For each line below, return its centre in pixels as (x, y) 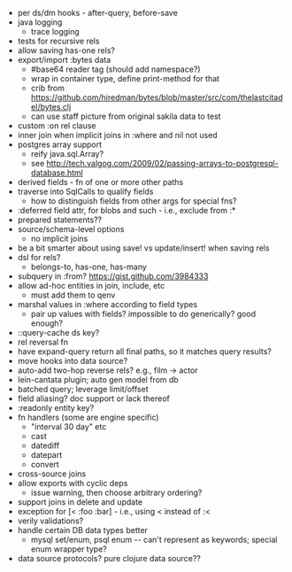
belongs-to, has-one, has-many (89, 267)
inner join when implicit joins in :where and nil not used (118, 135)
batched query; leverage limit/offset (83, 389)
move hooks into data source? (73, 361)
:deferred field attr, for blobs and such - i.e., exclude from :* (127, 210)
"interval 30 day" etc (69, 427)
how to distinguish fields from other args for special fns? (134, 201)
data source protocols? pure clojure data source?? (109, 558)
